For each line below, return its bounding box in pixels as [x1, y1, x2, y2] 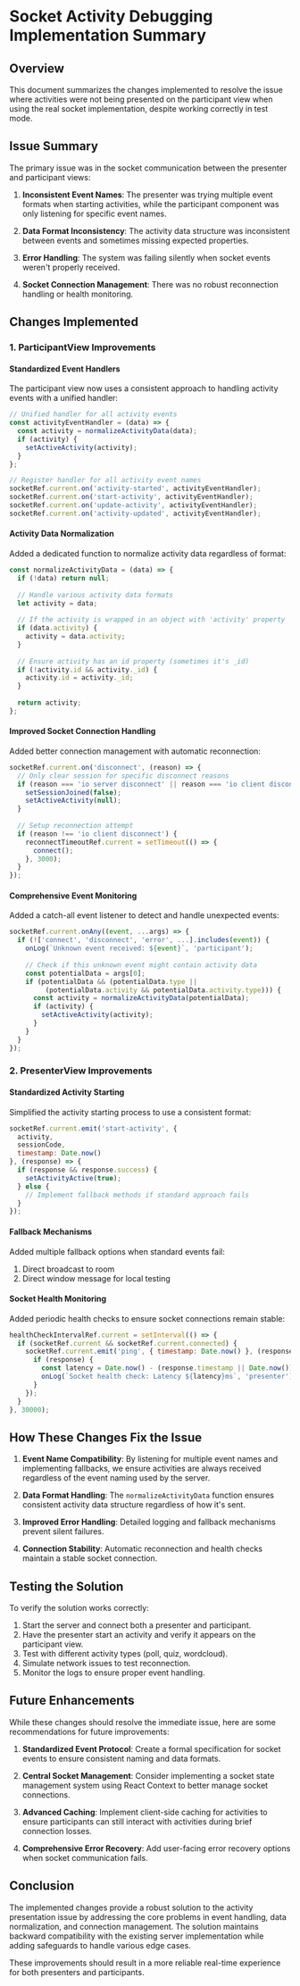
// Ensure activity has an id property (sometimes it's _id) [17, 656, 250, 666]
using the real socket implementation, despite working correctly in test [9, 104, 269, 113]
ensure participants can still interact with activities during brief [21, 1815, 253, 1827]
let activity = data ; [17, 598, 98, 608]
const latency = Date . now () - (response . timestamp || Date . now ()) [41, 1364, 294, 1373]
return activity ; [17, 698, 82, 707]
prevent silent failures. [21, 1526, 104, 1537]
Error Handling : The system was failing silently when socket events [21, 252, 271, 263]
